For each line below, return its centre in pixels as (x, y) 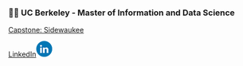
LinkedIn (22, 54)
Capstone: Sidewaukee (46, 30)
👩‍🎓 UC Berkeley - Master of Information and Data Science (121, 13)
